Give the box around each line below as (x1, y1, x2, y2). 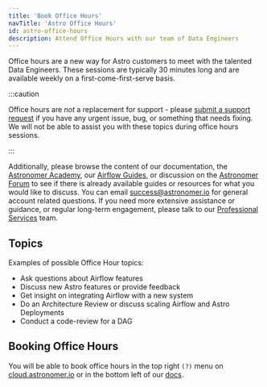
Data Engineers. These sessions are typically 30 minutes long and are (8, 65, 240, 75)
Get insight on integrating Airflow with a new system (19, 291, 194, 301)
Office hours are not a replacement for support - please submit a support (8, 105, 251, 114)
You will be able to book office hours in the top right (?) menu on (8, 360, 224, 371)
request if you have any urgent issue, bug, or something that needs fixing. (8, 114, 253, 123)
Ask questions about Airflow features (19, 273, 143, 283)
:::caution (8, 89, 40, 99)
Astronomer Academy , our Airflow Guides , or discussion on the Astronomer (8, 170, 259, 180)
